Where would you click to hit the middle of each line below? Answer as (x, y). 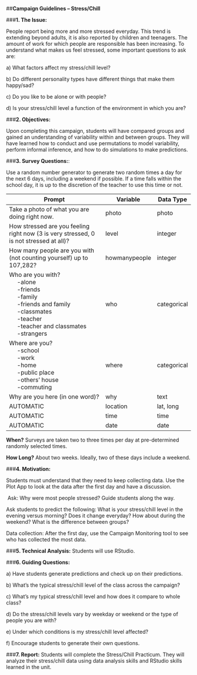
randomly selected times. (37, 446)
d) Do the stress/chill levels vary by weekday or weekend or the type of (92, 614)
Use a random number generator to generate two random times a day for (94, 172)
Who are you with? (35, 275)
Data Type (173, 199)
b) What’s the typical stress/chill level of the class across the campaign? (93, 585)
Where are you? (31, 343)
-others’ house (38, 380)
